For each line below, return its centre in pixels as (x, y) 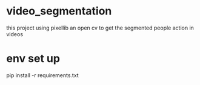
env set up (33, 59)
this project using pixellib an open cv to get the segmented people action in (100, 28)
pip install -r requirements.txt (42, 75)
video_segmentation (59, 11)
